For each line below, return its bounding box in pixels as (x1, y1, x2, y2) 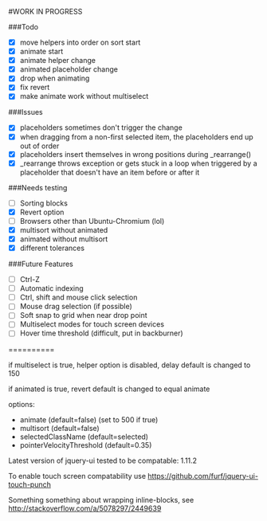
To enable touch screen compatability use (8, 471, 146, 480)
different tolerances (19, 243, 85, 253)
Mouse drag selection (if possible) (19, 302, 133, 311)
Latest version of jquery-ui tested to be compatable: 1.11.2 (8, 456, 198, 465)
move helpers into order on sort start (19, 37, 141, 47)
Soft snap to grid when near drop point (19, 311, 147, 320)
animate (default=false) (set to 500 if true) (19, 414, 159, 425)
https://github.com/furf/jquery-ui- (147, 471, 259, 480)
